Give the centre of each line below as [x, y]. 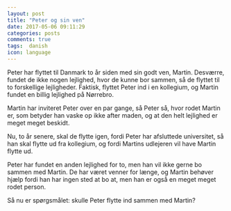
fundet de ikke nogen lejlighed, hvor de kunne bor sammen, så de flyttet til [113, 79]
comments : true [29, 40]
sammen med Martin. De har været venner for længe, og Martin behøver [110, 172]
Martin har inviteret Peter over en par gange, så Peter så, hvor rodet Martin [114, 108]
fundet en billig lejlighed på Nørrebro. [61, 94]
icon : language [29, 53]
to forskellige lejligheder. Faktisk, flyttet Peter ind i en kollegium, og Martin [113, 87]
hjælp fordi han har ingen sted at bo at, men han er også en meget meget [112, 179]
